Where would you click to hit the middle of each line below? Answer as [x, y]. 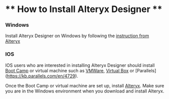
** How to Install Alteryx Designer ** [84, 9]
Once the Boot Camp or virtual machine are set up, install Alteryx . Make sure [85, 85]
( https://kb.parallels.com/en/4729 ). [42, 76]
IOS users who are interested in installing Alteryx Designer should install [80, 65]
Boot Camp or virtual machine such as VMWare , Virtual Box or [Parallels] [81, 70]
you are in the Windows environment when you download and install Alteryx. [85, 91]
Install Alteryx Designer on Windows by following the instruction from [77, 36]
